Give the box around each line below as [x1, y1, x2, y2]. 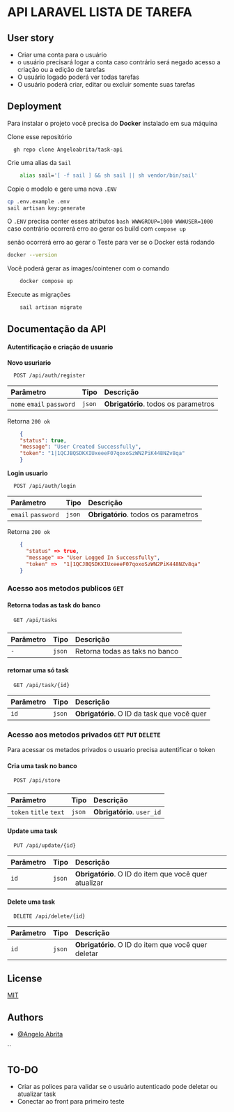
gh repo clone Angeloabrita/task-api [13, 146, 123, 153]
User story [7, 32, 54, 44]
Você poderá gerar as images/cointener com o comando [7, 264, 170, 273]
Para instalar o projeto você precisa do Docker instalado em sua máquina [7, 119, 218, 127]
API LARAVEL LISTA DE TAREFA [7, 4, 193, 20]
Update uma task [7, 826, 58, 835]
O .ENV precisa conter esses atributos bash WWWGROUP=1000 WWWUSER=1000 [7, 217, 214, 226]
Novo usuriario [7, 358, 52, 367]
